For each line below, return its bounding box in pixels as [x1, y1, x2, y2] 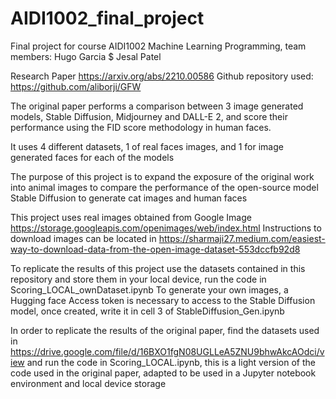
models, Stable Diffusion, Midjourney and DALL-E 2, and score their [10, 110, 288, 122]
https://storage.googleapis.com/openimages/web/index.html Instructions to [10, 222, 322, 234]
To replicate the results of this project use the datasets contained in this [10, 262, 306, 274]
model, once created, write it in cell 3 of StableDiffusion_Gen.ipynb [10, 305, 285, 317]
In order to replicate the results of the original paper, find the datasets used [10, 324, 320, 336]
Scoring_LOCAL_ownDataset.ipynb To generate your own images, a [10, 283, 289, 296]
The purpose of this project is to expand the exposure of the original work [10, 170, 315, 182]
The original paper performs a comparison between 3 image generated [10, 100, 304, 112]
